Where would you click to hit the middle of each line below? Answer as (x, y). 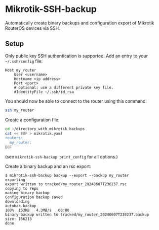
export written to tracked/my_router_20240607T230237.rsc (66, 184)
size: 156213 (19, 219)
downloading (17, 202)
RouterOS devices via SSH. (33, 28)
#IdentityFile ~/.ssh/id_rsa (44, 92)
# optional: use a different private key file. (64, 87)
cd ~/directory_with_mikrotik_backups (45, 129)
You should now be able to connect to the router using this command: (76, 101)
